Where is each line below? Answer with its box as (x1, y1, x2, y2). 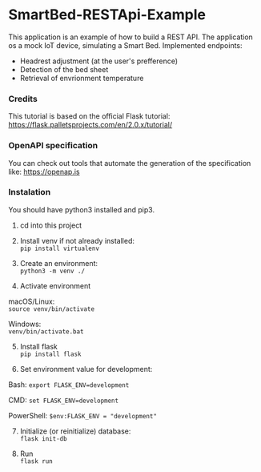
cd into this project (19, 220, 82, 230)
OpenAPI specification (8, 140, 98, 151)
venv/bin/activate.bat (8, 327, 84, 336)
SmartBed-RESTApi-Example (8, 6, 207, 24)
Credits (8, 93, 38, 104)
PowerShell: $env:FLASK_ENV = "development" (8, 410, 158, 420)
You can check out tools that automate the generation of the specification (8, 158, 251, 167)
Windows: (8, 319, 42, 329)
